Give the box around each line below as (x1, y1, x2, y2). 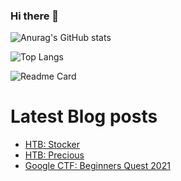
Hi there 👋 (10, 9, 60, 23)
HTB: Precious (24, 149, 85, 161)
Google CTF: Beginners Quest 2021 (24, 160, 171, 172)
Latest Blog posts (10, 105, 158, 128)
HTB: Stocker (24, 139, 80, 151)
